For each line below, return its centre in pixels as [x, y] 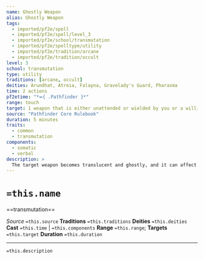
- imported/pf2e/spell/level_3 [51, 35]
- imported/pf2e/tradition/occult [55, 57]
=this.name [34, 194]
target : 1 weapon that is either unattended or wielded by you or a [95, 108]
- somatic [24, 148]
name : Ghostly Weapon [34, 12]
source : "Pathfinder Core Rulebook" [53, 114]
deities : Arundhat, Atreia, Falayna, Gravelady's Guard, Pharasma [92, 86]
